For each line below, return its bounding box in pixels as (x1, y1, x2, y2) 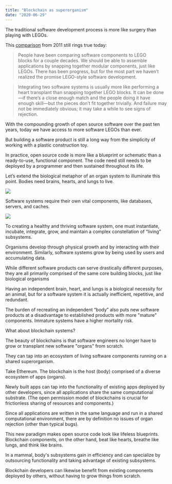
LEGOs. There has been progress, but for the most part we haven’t (17, 68, 159, 75)
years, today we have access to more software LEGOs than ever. (5, 127, 142, 133)
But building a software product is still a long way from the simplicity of (5, 136, 156, 142)
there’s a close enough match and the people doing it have (26, 95, 150, 101)
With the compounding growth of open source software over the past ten (5, 121, 160, 127)
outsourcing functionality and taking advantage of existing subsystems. (5, 457, 157, 463)
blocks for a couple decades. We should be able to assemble (17, 57, 147, 63)
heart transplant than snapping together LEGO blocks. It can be (17, 89, 152, 95)
